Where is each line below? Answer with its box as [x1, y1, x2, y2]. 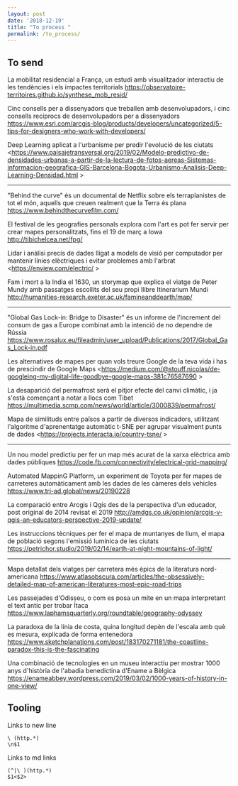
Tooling [7, 702, 41, 714]
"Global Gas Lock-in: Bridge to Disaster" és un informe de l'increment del [7, 313, 221, 322]
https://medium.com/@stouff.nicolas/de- [101, 365, 221, 373]
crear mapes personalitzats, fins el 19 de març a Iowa [7, 228, 163, 236]
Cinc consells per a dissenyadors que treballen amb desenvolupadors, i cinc [7, 104, 230, 113]
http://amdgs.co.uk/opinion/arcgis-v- [114, 508, 223, 517]
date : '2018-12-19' [7, 17, 65, 24]
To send [7, 56, 44, 68]
